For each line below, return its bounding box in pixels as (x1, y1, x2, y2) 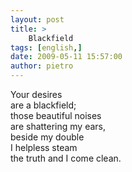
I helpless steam (10, 142, 78, 153)
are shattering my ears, (10, 121, 107, 132)
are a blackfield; (10, 99, 77, 111)
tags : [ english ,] (10, 42, 83, 53)
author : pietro (10, 61, 74, 71)
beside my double (10, 131, 85, 143)
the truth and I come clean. (10, 152, 122, 164)
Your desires (10, 89, 63, 100)
